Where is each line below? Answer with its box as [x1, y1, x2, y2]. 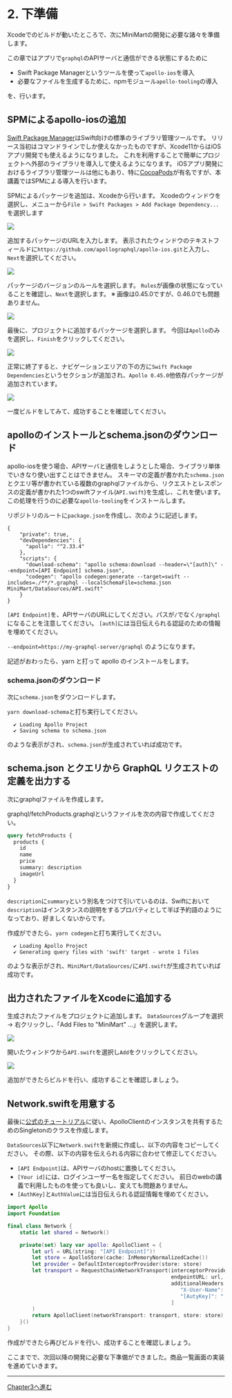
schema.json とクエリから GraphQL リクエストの [7, 762, 219, 774]
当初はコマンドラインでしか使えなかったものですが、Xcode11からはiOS [19, 142, 222, 151]
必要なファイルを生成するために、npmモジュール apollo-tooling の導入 [17, 77, 218, 85]
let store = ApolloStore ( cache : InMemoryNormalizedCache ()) [32, 1254, 209, 1261]
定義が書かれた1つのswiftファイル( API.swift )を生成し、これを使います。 [19, 487, 224, 496]
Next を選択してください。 [7, 253, 80, 262]
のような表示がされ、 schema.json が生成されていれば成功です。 [7, 740, 186, 748]
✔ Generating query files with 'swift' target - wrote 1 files [13, 949, 199, 955]
